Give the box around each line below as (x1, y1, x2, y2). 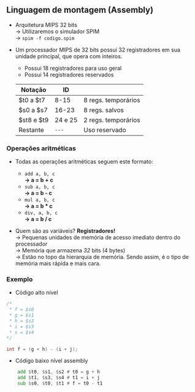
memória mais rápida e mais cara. (15, 260, 101, 267)
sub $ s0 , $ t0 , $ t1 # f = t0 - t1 (17, 380, 103, 386)
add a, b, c (24, 171, 55, 177)
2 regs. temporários (83, 116, 140, 124)
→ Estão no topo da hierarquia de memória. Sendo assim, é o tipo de (15, 254, 189, 261)
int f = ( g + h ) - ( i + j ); (6, 346, 78, 352)
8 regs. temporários (83, 96, 140, 104)
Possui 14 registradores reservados (24, 70, 114, 78)
